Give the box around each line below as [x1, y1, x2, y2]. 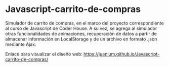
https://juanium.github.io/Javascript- [83, 51, 160, 57]
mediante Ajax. [5, 41, 36, 47]
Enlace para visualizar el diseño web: [5, 51, 82, 57]
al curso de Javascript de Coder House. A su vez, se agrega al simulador [5, 25, 157, 31]
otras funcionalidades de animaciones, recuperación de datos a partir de [5, 30, 157, 36]
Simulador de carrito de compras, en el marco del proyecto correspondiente [5, 20, 164, 26]
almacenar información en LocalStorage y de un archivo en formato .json [5, 36, 157, 42]
